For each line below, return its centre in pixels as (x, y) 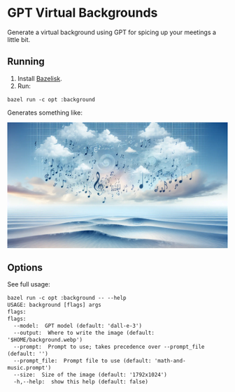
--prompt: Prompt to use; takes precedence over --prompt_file (109, 347)
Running (26, 62)
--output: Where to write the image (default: (84, 333)
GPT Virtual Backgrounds (83, 13)
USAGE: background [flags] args (54, 305)
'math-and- (170, 361)
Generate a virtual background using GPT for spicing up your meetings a (112, 32)
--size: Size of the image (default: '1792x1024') (91, 375)
